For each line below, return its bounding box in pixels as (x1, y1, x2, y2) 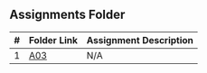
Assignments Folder (9, 7, 126, 23)
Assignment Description (86, 33, 194, 46)
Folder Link (28, 33, 79, 46)
